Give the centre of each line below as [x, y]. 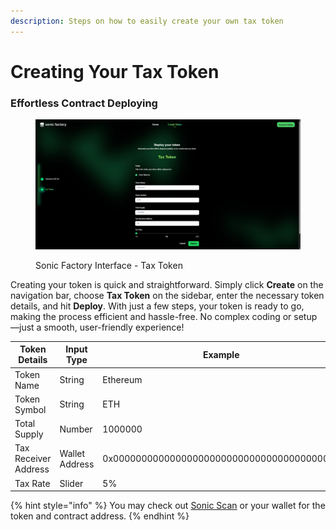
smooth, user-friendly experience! [114, 327]
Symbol [30, 409]
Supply [29, 434]
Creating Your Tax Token [115, 71]
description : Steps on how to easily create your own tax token [147, 21]
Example [221, 354]
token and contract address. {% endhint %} [100, 516]
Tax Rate [32, 483]
